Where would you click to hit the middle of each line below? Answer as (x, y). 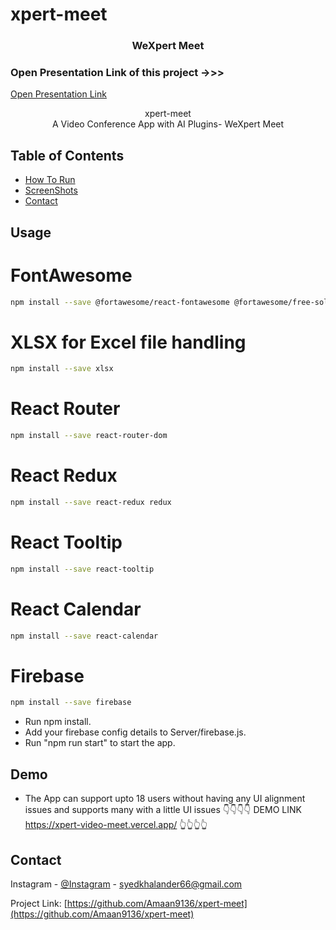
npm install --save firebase (71, 703)
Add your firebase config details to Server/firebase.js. (135, 732)
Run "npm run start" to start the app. (100, 743)
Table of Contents (67, 155)
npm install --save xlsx (62, 369)
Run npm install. (58, 722)
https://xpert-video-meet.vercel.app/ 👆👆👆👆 (116, 825)
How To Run (50, 180)
